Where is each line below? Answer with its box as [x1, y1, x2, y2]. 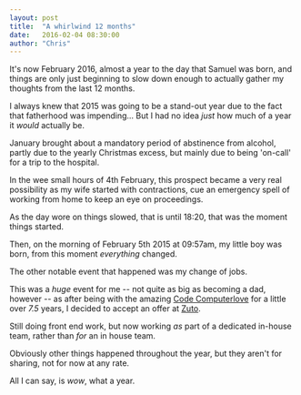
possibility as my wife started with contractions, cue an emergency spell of [9, 184, 290, 196]
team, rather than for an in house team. [9, 330, 156, 341]
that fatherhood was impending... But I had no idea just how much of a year [9, 110, 292, 121]
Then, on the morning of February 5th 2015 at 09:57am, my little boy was [9, 238, 283, 250]
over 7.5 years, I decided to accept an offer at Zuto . [9, 303, 202, 314]
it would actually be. [9, 120, 85, 131]
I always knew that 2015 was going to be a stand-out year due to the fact [9, 101, 283, 112]
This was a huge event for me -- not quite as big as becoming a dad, [9, 284, 266, 295]
